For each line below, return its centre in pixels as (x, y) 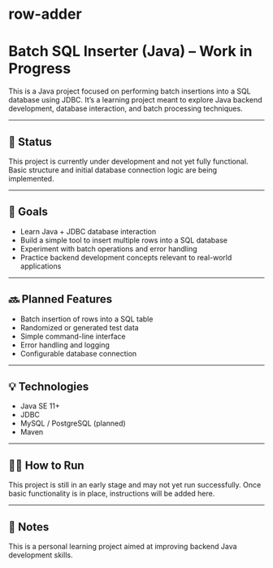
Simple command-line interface (73, 336)
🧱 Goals (28, 212)
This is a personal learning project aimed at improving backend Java (123, 546)
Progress (40, 69)
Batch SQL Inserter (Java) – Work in (130, 52)
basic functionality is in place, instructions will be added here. (112, 494)
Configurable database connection (78, 353)
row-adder (45, 14)
